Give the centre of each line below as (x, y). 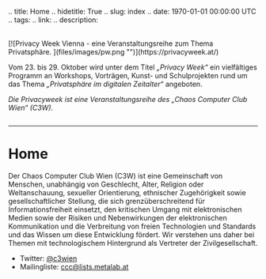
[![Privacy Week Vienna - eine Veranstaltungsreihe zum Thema (111, 43)
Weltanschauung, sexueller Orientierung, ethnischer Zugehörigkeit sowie (127, 192)
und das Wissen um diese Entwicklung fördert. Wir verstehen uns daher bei (131, 234)
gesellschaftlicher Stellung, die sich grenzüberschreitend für (107, 201)
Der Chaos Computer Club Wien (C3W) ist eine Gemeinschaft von (116, 175)
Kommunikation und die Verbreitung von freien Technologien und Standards (132, 226)
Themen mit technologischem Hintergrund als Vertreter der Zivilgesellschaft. (133, 243)
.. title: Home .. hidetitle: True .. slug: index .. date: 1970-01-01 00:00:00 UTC (132, 11)
